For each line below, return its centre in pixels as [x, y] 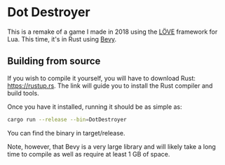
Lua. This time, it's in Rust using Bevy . [62, 39]
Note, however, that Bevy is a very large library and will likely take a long [111, 146]
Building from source [54, 61]
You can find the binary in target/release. [66, 133]
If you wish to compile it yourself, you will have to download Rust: [102, 78]
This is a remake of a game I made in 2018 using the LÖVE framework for [112, 32]
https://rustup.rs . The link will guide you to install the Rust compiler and [110, 86]
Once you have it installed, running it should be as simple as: [95, 107]
